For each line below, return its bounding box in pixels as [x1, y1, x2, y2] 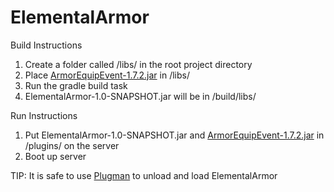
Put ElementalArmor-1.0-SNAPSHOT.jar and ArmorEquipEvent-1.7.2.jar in [24, 129, 325, 141]
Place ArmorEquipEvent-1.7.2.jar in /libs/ [24, 69, 191, 81]
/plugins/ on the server [24, 139, 120, 151]
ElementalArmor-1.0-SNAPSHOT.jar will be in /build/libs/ [24, 90, 257, 102]
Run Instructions [10, 109, 78, 121]
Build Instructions [10, 39, 83, 51]
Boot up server [24, 150, 87, 162]
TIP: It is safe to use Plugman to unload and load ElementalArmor [10, 169, 278, 181]
